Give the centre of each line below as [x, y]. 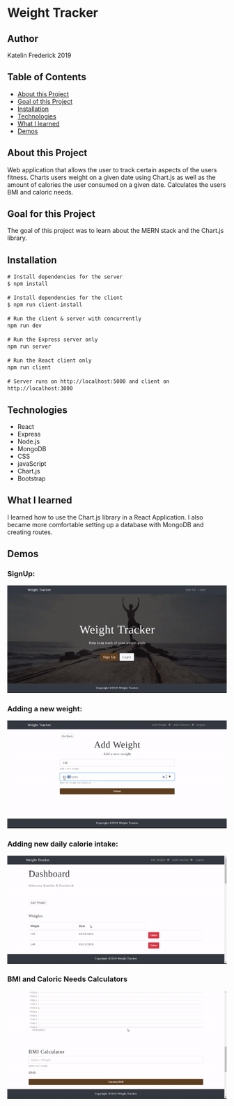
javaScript [32, 464]
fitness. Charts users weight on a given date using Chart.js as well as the [111, 177]
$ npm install [28, 284]
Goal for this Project [52, 214]
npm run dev [24, 326]
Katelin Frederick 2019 [39, 55]
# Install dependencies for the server [65, 277]
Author [23, 39]
